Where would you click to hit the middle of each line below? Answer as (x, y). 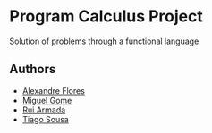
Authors (33, 69)
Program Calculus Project (106, 17)
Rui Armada (44, 110)
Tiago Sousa (45, 119)
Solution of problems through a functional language (104, 41)
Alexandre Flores (53, 90)
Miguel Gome (47, 100)
